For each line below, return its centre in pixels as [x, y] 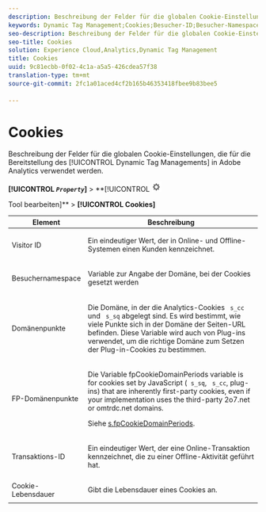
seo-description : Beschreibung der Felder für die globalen [110, 33]
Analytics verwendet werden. [56, 171]
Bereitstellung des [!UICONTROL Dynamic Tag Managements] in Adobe [125, 162]
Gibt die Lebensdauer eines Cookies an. [152, 490]
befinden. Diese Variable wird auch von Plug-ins [166, 332]
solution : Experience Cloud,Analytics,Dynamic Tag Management [113, 50]
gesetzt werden [113, 282]
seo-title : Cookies [40, 42]
